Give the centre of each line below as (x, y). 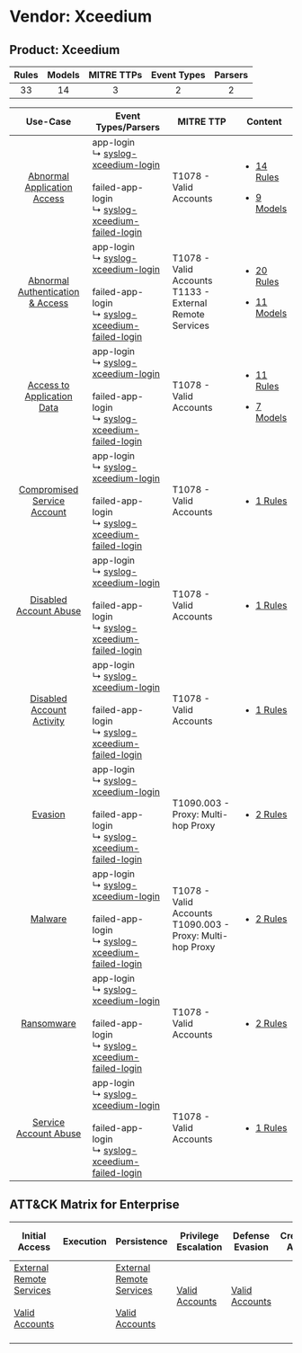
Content (264, 121)
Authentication (49, 292)
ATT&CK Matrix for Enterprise (94, 1205)
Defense (251, 1235)
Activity (49, 721)
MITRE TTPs (115, 75)
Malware (49, 919)
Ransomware (49, 1024)
